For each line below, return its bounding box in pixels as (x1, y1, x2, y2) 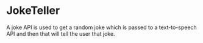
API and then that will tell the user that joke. (6, 30, 115, 37)
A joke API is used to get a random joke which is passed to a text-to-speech (6, 24, 197, 31)
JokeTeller (6, 4, 60, 18)
